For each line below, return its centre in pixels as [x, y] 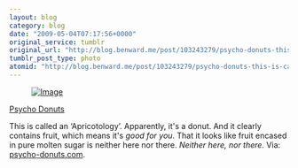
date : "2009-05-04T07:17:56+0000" [73, 34]
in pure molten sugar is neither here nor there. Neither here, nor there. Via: [145, 145]
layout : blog [33, 17]
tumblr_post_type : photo [55, 58]
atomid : [24, 67]
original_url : [35, 50]
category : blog [37, 26]
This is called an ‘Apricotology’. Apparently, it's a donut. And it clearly [135, 126]
